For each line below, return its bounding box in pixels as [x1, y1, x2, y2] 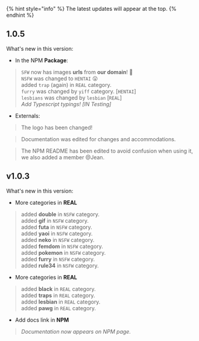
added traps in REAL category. [21, 292, 95, 299]
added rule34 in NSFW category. [21, 262, 99, 269]
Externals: [14, 112, 40, 120]
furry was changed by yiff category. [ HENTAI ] [21, 88, 136, 95]
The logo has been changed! [21, 124, 93, 131]
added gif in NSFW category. [21, 217, 89, 224]
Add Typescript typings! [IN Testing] [21, 100, 112, 107]
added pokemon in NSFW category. [21, 249, 106, 256]
